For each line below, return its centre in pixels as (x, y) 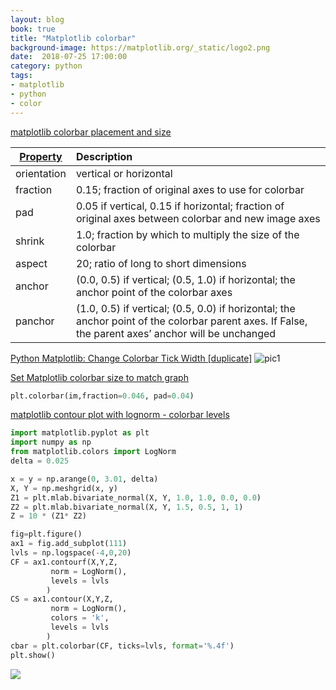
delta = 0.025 (40, 461)
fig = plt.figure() (46, 534)
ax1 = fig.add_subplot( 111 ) (69, 544)
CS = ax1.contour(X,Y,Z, (62, 599)
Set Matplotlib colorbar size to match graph (99, 377)
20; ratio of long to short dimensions (161, 263)
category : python (46, 66)
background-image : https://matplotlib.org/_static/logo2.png (140, 47)
